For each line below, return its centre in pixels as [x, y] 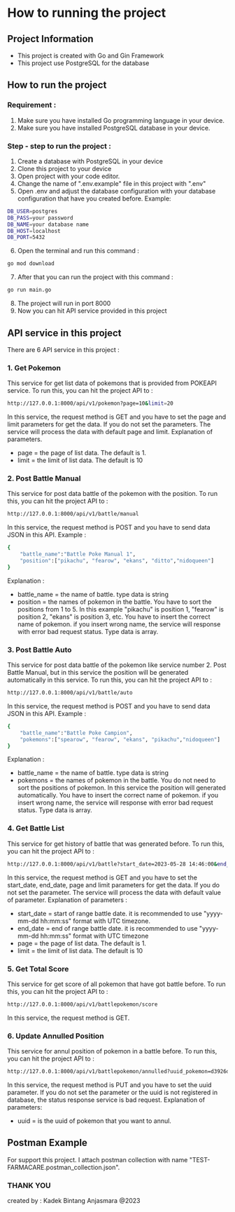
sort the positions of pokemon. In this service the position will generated [121, 788]
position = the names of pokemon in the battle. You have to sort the [114, 602]
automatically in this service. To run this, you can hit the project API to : [109, 680]
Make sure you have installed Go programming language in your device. [121, 120]
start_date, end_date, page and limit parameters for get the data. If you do [114, 884]
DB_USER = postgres [33, 211]
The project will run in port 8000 [64, 304]
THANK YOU [29, 1185]
